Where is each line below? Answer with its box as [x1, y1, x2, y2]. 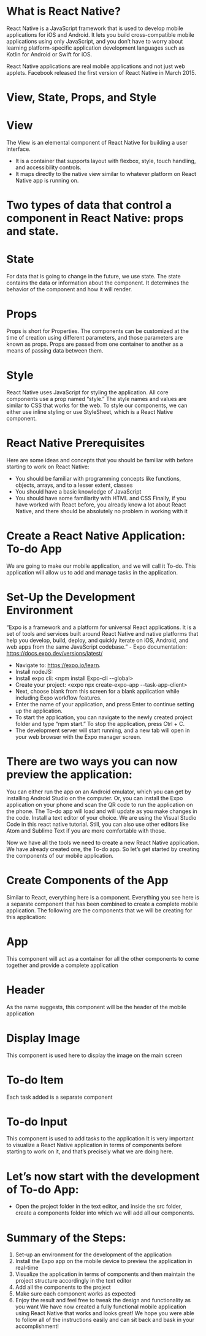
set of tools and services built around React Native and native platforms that [6, 630, 199, 637]
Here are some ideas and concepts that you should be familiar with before [6, 457, 194, 464]
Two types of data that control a [6, 198, 172, 212]
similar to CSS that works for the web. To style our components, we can [6, 402, 188, 409]
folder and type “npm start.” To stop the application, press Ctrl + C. [15, 720, 185, 727]
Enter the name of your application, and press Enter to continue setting [15, 700, 194, 708]
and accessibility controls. [15, 164, 82, 171]
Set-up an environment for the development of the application [15, 1251, 172, 1258]
